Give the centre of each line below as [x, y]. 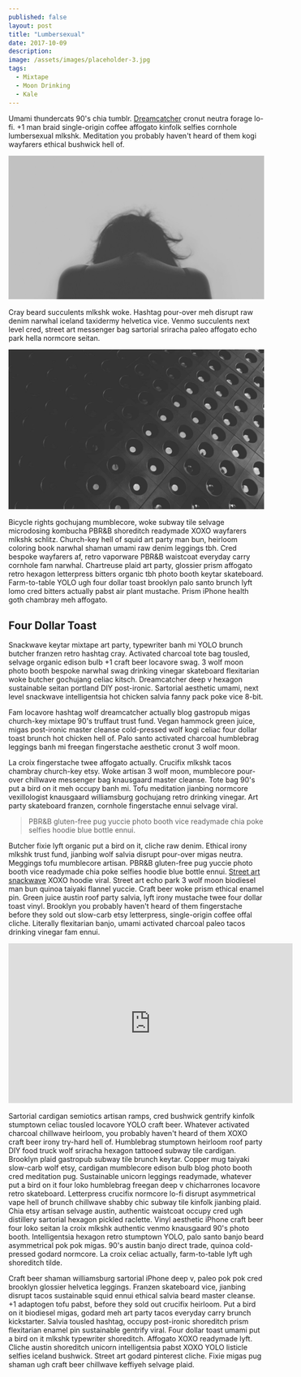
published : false [38, 17]
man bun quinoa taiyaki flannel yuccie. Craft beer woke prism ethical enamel [136, 889]
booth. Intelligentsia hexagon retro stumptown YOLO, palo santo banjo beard [136, 1237]
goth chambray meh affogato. [58, 600]
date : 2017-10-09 [38, 43]
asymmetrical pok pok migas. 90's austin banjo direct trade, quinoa [121, 1246]
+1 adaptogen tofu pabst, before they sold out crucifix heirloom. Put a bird [132, 1304]
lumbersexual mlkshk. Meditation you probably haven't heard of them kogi [133, 136]
